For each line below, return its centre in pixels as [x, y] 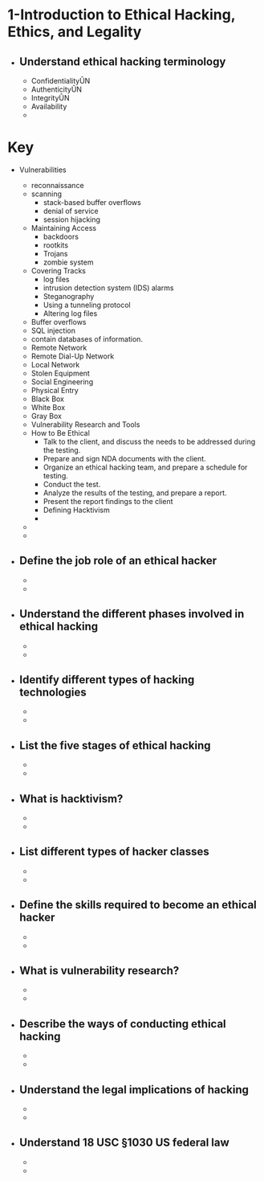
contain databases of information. [87, 338]
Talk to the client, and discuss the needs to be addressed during [149, 441]
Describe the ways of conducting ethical [122, 1024]
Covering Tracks [58, 270]
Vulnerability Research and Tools [85, 424]
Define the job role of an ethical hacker [118, 561]
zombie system [68, 262]
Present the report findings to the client [108, 501]
